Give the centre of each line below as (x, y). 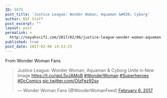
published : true (22, 42)
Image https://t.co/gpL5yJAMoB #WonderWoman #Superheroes (83, 75)
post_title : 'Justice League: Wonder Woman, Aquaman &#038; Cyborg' (78, 14)
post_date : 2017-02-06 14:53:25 (39, 47)
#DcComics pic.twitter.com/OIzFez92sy (58, 81)
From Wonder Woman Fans (33, 60)
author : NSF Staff (24, 19)
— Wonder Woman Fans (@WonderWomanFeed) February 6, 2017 (85, 90)
